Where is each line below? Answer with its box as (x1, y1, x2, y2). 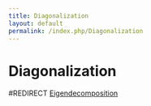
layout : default (8, 19, 63, 28)
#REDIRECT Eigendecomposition (8, 88, 119, 98)
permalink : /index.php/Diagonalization (8, 27, 144, 35)
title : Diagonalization (8, 11, 89, 20)
